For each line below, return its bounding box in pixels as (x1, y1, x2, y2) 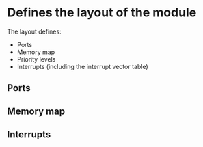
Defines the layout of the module (7, 5, 197, 21)
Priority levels (16, 55, 56, 63)
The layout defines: (7, 27, 62, 36)
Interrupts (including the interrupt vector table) (16, 62, 148, 70)
